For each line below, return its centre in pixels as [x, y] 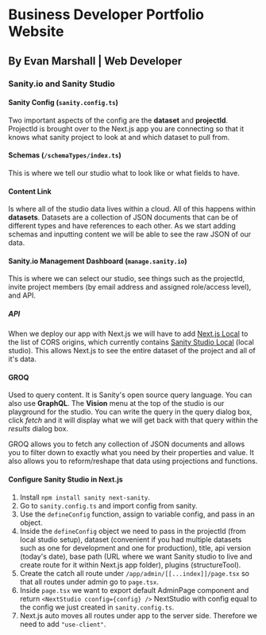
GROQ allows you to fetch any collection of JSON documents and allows [127, 444]
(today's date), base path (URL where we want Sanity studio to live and [136, 556]
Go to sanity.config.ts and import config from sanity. [108, 505]
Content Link [30, 191]
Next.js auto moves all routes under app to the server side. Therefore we [139, 615]
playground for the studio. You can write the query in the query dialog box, [130, 412]
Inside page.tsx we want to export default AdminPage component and [134, 590]
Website [36, 31]
